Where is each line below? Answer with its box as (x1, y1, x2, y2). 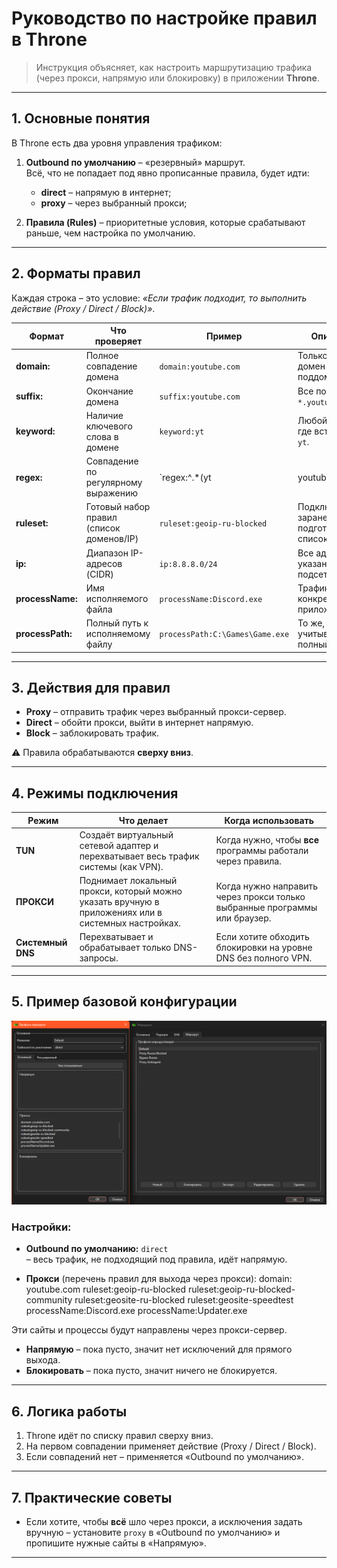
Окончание (85, 385, 134, 397)
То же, (297, 617, 326, 629)
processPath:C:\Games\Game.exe (159, 630, 290, 640)
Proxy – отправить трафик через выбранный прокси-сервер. (25, 706, 287, 718)
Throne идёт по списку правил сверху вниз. (25, 1430, 214, 1442)
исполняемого (85, 592, 149, 604)
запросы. (79, 952, 119, 964)
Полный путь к (85, 617, 149, 629)
